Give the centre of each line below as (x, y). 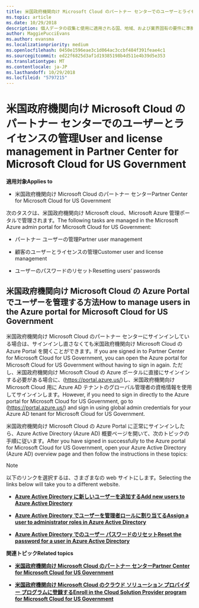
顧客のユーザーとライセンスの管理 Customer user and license (89, 252)
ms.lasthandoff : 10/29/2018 (41, 72)
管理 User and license (110, 139)
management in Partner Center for (92, 152)
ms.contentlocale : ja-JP (37, 67)
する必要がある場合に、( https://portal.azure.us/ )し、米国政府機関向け (91, 380)
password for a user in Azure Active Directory (72, 541)
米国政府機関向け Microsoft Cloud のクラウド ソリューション (89, 584)
